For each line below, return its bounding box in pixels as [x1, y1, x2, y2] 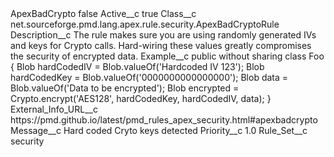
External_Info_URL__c [10, 103, 98, 115]
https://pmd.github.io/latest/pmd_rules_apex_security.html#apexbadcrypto [10, 114, 318, 126]
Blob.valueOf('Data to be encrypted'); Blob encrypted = [10, 82, 240, 94]
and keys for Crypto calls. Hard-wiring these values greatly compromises [10, 40, 312, 51]
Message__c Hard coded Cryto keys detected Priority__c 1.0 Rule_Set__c [10, 125, 308, 136]
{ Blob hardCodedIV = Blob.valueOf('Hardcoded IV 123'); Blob [10, 61, 265, 72]
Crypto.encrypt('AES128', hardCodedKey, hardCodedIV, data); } [10, 93, 272, 104]
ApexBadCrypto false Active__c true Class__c [10, 8, 197, 19]
